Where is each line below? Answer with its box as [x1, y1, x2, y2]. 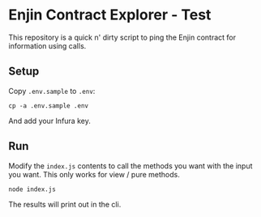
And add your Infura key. [8, 116, 91, 126]
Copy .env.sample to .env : [8, 86, 96, 96]
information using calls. [8, 40, 87, 50]
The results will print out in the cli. [8, 199, 122, 209]
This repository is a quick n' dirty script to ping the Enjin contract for [8, 32, 237, 42]
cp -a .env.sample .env [8, 101, 89, 110]
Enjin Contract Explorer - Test [8, 6, 212, 24]
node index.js [8, 185, 57, 194]
